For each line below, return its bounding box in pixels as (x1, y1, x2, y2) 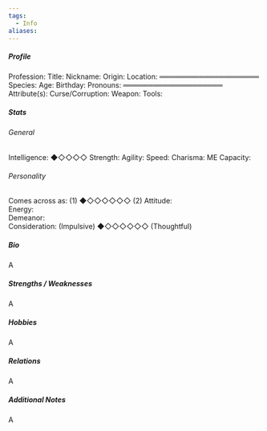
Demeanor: (8, 213, 46, 223)
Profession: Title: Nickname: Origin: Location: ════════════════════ (8, 72, 259, 81)
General (8, 128, 34, 138)
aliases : (8, 27, 38, 35)
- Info (15, 19, 38, 27)
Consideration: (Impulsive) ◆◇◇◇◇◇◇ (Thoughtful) (8, 222, 192, 232)
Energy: (8, 204, 34, 214)
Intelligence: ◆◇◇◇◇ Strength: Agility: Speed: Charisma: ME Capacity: (8, 152, 251, 162)
